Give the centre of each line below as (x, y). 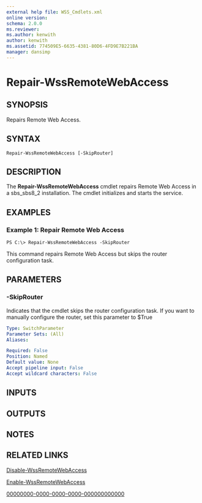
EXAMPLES (28, 212)
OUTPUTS (26, 414)
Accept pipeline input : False (45, 368)
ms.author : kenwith (31, 35)
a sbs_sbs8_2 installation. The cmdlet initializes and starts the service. (95, 193)
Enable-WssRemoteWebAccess (46, 482)
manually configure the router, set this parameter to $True (80, 317)
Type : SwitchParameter (35, 328)
